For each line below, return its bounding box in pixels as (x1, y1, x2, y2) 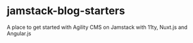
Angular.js (7, 29, 32, 37)
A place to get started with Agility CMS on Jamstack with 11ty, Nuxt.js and (7, 24, 188, 31)
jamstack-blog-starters (7, 4, 126, 18)
